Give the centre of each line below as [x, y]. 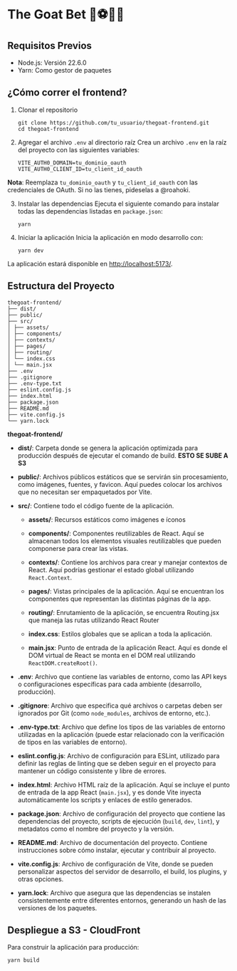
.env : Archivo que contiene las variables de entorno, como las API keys [122, 676]
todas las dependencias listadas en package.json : [90, 211]
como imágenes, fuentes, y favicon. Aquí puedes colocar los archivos [120, 484]
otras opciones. [41, 879]
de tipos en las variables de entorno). [72, 742]
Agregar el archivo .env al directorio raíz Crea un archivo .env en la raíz [122, 142]
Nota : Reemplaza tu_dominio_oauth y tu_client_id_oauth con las [102, 182]
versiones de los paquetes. [57, 908]
